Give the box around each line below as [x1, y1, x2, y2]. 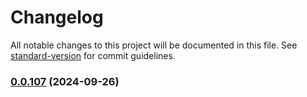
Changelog [10, 6, 104, 29]
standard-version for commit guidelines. [10, 49, 176, 61]
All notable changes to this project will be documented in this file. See [10, 39, 298, 51]
